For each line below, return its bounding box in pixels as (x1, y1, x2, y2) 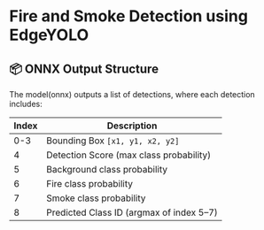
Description (106, 119, 158, 132)
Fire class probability (46, 178, 133, 189)
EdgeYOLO (9, 25, 89, 45)
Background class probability (46, 164, 168, 175)
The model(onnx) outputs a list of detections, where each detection (9, 89, 255, 99)
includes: (9, 99, 43, 109)
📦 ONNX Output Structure (9, 61, 159, 76)
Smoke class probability (46, 192, 146, 204)
